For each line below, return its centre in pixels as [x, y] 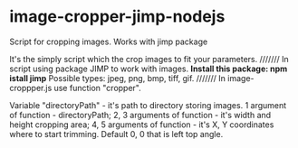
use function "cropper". [98, 88]
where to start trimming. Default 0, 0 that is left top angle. [116, 134]
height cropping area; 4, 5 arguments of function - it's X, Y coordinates [142, 125]
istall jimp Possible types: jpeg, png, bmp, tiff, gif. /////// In [118, 78]
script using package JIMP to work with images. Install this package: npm [149, 69]
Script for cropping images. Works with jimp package [109, 42]
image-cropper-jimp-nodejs [117, 17]
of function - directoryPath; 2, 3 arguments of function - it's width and [140, 115]
